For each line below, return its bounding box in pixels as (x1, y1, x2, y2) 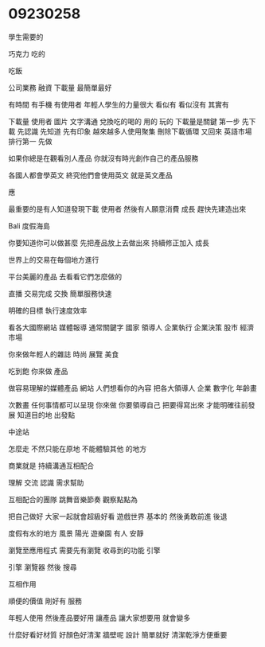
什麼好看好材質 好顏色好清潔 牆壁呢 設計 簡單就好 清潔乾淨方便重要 (8, 629, 228, 639)
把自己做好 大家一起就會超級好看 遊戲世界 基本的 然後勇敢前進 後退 (8, 511, 228, 521)
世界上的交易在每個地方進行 (8, 255, 99, 264)
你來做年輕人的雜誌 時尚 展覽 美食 (8, 349, 119, 359)
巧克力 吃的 (8, 49, 45, 58)
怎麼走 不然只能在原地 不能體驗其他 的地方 (8, 443, 147, 454)
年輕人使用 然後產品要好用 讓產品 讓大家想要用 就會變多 (8, 613, 191, 622)
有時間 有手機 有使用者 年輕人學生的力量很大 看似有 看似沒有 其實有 (8, 99, 229, 109)
